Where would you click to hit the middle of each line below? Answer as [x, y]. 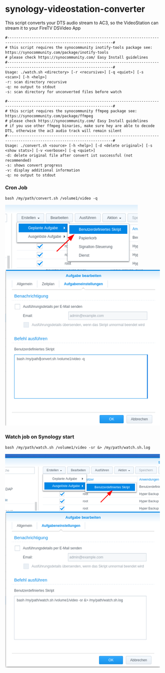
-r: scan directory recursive [36, 82]
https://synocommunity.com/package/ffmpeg [49, 116]
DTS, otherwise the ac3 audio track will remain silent [63, 131]
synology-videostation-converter [75, 9]
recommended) [18, 160]
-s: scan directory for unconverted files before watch [63, 92]
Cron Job [16, 187]
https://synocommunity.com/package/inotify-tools [57, 52]
